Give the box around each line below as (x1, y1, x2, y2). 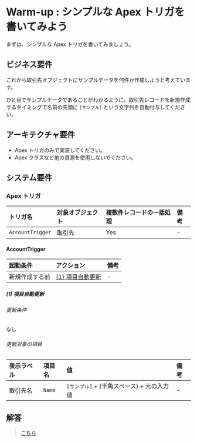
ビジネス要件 (6, 59, 53, 69)
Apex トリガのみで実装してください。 (14, 147, 106, 154)
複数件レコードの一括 (106, 208, 165, 217)
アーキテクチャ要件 (6, 130, 75, 140)
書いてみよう (6, 20, 68, 34)
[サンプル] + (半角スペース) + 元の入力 (66, 382, 169, 390)
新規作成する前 (9, 273, 51, 281)
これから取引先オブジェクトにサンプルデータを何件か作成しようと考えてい (6, 76, 186, 83)
